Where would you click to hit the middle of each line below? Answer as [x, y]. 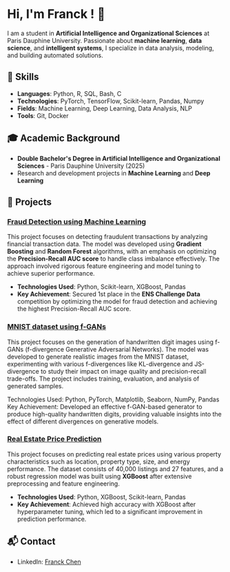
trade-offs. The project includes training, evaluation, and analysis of [103, 379]
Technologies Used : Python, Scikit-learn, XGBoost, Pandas [101, 287]
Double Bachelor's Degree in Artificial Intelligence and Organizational [118, 158]
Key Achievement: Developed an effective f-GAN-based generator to [105, 406]
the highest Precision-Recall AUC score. [74, 309]
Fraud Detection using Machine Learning [77, 222]
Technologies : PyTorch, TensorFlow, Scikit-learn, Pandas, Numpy [111, 101]
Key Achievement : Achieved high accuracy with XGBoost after [106, 504]
